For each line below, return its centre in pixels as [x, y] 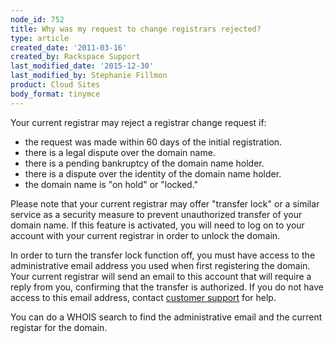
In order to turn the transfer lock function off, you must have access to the [163, 255]
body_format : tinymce [55, 94]
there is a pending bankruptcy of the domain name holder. [144, 163]
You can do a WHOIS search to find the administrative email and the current [166, 317]
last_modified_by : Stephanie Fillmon [89, 76]
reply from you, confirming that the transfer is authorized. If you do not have [167, 287]
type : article [40, 38]
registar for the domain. [59, 327]
